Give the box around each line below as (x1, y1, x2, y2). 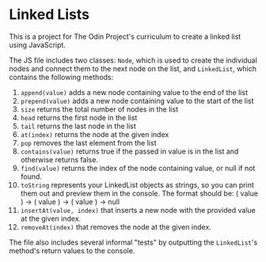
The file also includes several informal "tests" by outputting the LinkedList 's (9, 237, 258, 247)
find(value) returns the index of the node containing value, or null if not (20, 163, 256, 173)
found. (20, 172, 43, 181)
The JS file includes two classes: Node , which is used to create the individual (9, 55, 258, 65)
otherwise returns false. (20, 154, 98, 164)
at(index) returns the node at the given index (20, 129, 169, 139)
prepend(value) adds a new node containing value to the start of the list (20, 96, 254, 105)
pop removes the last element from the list (20, 138, 157, 147)
